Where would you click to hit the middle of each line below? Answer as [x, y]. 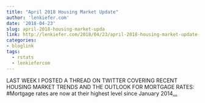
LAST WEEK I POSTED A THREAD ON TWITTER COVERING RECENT [92, 80]
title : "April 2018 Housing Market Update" [63, 12]
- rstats [23, 57]
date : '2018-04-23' [31, 23]
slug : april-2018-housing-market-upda [56, 29]
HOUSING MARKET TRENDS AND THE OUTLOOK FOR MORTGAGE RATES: [100, 87]
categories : [21, 40]
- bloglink [20, 46]
